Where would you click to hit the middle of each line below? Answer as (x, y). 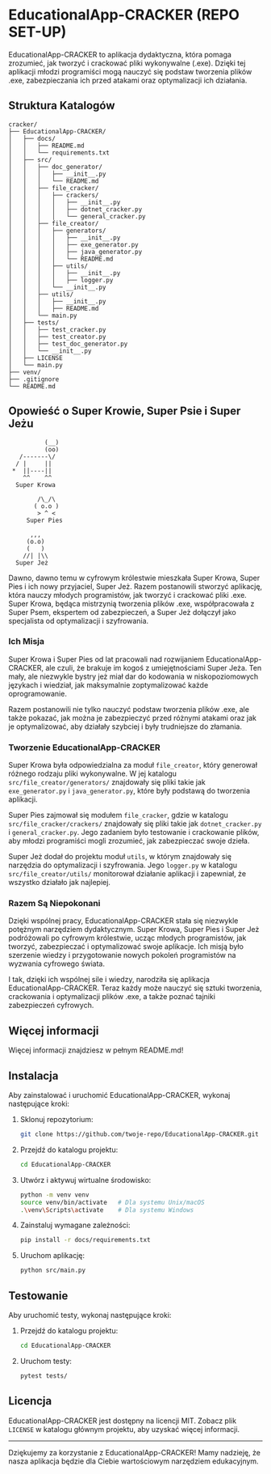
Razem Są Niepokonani (54, 904)
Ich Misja (27, 642)
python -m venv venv (54, 1195)
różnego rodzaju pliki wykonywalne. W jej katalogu (93, 773)
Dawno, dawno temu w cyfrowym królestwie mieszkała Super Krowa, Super (134, 578)
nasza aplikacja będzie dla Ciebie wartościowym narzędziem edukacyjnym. (134, 1461)
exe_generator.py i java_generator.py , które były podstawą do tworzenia (129, 791)
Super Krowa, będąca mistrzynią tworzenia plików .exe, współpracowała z (131, 604)
